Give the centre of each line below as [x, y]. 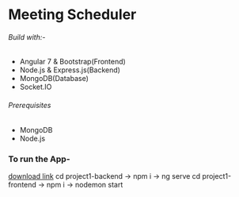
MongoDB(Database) [54, 79]
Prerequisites [30, 105]
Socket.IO [36, 87]
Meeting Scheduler [72, 15]
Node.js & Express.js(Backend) [70, 70]
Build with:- [27, 37]
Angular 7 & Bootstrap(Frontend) [73, 62]
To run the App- [39, 159]
